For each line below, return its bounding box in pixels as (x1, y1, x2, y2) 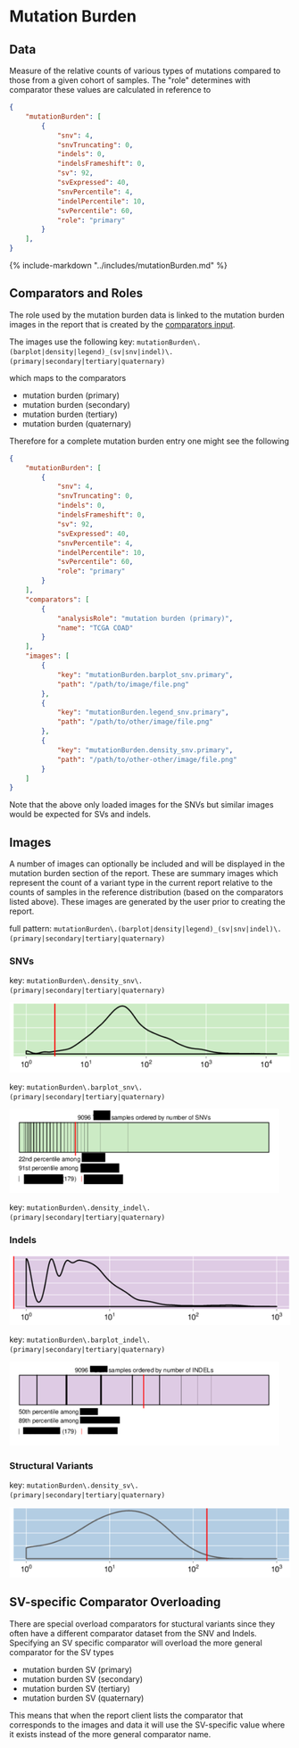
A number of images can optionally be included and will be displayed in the (9, 858, 286, 869)
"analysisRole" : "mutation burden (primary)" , (56, 614, 234, 623)
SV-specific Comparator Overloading (9, 1595, 221, 1610)
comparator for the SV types (9, 1646, 114, 1657)
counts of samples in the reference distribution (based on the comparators (9, 887, 284, 898)
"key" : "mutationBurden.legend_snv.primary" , (56, 708, 229, 717)
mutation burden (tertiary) (21, 409, 118, 419)
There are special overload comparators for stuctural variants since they (9, 1618, 275, 1629)
